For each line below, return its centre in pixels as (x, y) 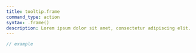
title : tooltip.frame (33, 11)
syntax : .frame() (28, 22)
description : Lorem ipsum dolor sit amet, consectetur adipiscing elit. (99, 28)
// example (20, 44)
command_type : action (33, 17)
